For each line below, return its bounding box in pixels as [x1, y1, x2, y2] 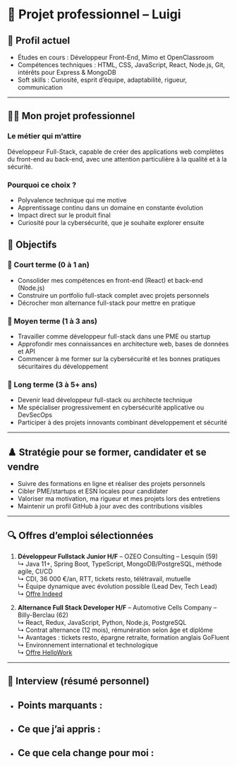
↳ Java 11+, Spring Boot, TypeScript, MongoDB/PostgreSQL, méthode [17, 559, 222, 568]
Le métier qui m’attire [7, 131, 82, 141]
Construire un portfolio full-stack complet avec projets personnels [17, 291, 209, 299]
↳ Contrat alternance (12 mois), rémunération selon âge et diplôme [17, 626, 213, 634]
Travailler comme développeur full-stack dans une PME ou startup [17, 332, 211, 341]
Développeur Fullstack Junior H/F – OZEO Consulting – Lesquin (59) [17, 552, 219, 560]
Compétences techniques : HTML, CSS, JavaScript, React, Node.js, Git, [17, 61, 226, 69]
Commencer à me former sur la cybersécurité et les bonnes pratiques [17, 354, 221, 363]
